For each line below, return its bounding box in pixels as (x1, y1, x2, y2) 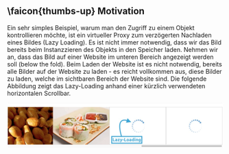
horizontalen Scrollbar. (7, 89, 71, 97)
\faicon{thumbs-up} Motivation (7, 5, 145, 17)
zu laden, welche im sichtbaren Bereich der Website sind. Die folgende (7, 75, 207, 83)
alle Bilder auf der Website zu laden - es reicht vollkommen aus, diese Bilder (7, 67, 222, 75)
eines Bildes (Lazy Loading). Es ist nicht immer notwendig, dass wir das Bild (7, 38, 221, 47)
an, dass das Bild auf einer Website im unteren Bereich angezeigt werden (7, 53, 214, 61)
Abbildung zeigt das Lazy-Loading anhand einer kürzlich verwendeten (7, 81, 206, 90)
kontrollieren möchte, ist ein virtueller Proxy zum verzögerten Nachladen (7, 31, 212, 39)
